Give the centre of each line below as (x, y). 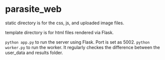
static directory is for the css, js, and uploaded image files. (65, 23)
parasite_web (33, 9)
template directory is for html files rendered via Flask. (60, 32)
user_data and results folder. (34, 53)
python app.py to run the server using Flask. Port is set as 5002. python (77, 42)
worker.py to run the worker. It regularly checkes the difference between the (83, 47)
